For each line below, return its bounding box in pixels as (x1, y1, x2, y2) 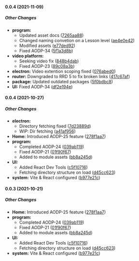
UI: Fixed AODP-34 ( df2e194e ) (12, 84, 73, 90)
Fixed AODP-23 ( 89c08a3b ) (19, 63, 75, 69)
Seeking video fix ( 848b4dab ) (19, 58, 79, 64)
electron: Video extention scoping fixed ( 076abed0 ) (12, 68, 116, 74)
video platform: (12, 53, 44, 59)
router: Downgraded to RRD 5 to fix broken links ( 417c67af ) (12, 73, 130, 79)
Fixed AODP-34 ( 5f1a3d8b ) (19, 47, 73, 53)
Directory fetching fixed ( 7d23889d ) (19, 123, 91, 129)
